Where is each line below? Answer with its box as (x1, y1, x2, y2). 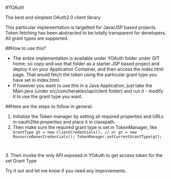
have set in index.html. (12, 77, 60, 83)
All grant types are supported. (5, 35, 69, 41)
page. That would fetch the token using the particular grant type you (12, 71, 157, 78)
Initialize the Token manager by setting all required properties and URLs (12, 113, 164, 119)
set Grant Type (5, 158, 37, 164)
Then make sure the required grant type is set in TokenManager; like (12, 124, 157, 130)
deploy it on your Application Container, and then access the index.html (12, 66, 164, 72)
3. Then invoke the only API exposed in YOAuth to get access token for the (5, 152, 163, 158)
